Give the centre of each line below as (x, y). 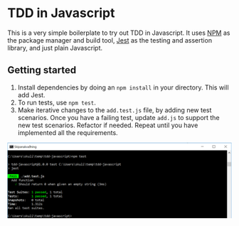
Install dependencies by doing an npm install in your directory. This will (123, 87)
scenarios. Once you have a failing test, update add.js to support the (118, 117)
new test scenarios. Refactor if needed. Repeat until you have (108, 125)
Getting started (42, 70)
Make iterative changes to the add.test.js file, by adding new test (115, 110)
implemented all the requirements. (68, 132)
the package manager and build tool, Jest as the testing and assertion (110, 40)
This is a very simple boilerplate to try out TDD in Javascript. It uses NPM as (119, 33)
